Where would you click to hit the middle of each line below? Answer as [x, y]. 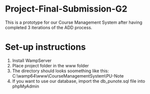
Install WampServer [32, 60]
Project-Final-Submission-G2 [66, 9]
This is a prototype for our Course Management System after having [74, 22]
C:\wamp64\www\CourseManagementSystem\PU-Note [68, 76]
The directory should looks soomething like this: [60, 71]
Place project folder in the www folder [51, 65]
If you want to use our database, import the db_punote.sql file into [79, 81]
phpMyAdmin [26, 86]
